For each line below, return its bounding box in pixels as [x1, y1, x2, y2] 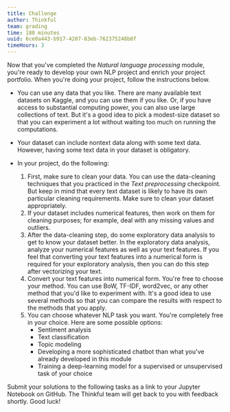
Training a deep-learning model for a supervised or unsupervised [37, 362, 223, 370]
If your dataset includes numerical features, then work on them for [27, 209, 215, 217]
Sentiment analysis [37, 325, 91, 334]
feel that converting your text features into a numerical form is [27, 253, 203, 261]
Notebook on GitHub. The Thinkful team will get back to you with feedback [7, 390, 219, 398]
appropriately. [27, 202, 67, 209]
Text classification [37, 333, 89, 341]
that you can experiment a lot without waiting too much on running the [16, 118, 216, 126]
